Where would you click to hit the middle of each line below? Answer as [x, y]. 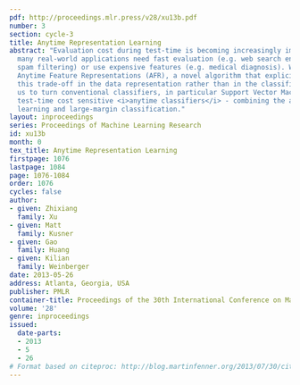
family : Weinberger [54, 267]
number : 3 [28, 26]
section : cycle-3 [42, 34]
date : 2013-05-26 [42, 275]
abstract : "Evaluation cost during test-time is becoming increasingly [145, 51]
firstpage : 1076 [39, 159]
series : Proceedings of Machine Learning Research [105, 126]
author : [24, 201]
